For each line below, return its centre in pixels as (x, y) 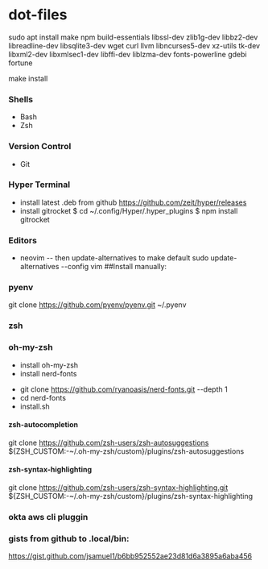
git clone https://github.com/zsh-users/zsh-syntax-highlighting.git (118, 488)
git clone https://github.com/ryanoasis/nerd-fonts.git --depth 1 (124, 389)
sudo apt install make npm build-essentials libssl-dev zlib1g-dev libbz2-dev (133, 37)
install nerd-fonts (48, 373)
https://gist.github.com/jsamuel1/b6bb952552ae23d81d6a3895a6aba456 (130, 556)
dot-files (38, 15)
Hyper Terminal (39, 185)
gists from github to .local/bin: (69, 538)
